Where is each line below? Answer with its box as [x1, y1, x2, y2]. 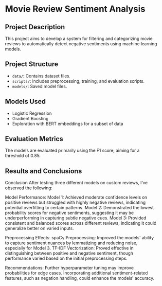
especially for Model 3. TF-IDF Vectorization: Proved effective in [5, 245, 134, 251]
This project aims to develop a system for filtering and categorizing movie [5, 36, 153, 41]
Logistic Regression [12, 110, 52, 116]
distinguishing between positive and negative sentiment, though [5, 250, 133, 256]
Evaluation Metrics [5, 135, 63, 143]
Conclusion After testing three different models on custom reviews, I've [5, 180, 148, 186]
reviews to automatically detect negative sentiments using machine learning [5, 41, 157, 47]
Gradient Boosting [12, 115, 49, 121]
